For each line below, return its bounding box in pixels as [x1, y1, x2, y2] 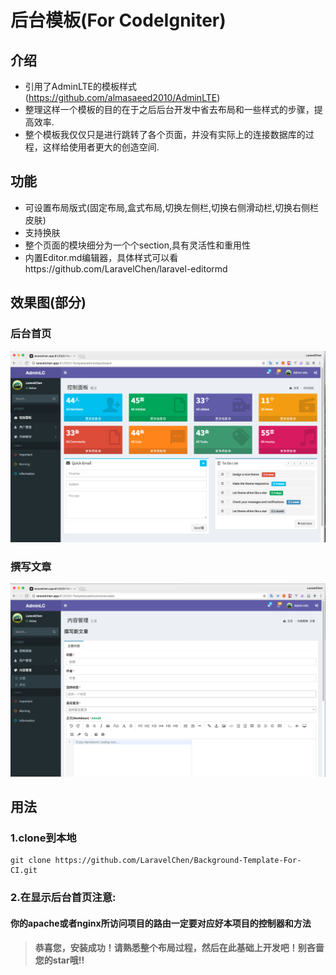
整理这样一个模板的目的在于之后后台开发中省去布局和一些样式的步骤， [24, 104, 315, 115]
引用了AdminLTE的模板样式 [24, 81, 137, 92]
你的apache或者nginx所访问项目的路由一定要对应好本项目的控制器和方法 [10, 917, 312, 929]
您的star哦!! [34, 954, 85, 966]
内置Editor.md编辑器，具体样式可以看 [24, 251, 179, 263]
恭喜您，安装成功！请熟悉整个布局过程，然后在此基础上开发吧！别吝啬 [34, 942, 325, 954]
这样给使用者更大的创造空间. [42, 141, 160, 153]
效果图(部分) [10, 294, 87, 311]
